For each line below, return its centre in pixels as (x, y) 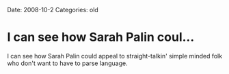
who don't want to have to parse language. (67, 63)
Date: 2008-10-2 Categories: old (53, 10)
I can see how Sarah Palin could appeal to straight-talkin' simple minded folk (115, 56)
